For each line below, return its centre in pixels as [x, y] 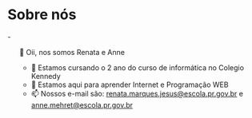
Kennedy [46, 76]
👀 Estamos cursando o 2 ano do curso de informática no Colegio [138, 67]
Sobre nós [42, 15]
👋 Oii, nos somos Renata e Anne [72, 52]
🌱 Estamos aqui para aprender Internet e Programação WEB [130, 85]
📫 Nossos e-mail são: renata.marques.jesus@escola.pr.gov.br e [137, 93]
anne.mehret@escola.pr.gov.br [82, 104]
